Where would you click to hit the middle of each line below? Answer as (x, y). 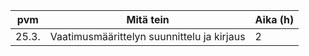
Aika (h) (274, 19)
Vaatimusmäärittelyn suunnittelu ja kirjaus (147, 36)
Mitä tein (148, 19)
